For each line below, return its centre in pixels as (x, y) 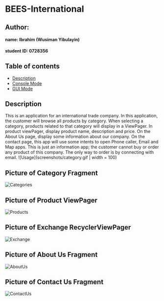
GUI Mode (23, 88)
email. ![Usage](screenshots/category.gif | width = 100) (61, 158)
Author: (17, 27)
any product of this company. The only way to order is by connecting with (80, 152)
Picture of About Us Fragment (51, 255)
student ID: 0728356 (27, 51)
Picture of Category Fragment (51, 173)
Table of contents (32, 67)
